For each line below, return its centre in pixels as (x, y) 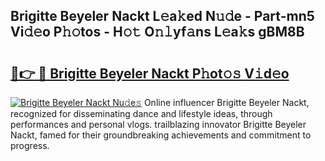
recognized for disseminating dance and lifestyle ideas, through (141, 113)
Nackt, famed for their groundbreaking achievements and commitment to (161, 135)
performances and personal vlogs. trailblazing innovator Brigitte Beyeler (158, 124)
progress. (30, 145)
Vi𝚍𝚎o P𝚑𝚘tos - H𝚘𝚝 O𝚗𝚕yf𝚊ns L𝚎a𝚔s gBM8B (157, 32)
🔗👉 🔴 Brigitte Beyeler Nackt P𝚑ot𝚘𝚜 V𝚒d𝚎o (150, 73)
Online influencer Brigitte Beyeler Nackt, (226, 102)
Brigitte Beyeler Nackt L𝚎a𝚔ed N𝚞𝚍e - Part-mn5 (162, 16)
